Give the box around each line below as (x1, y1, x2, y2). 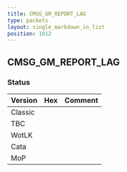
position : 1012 (7, 30, 52, 37)
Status (7, 77, 30, 87)
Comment (64, 95, 98, 105)
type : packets (7, 17, 49, 24)
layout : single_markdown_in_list (7, 23, 105, 30)
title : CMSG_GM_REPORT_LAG (7, 10, 86, 18)
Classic (11, 107, 35, 117)
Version (11, 95, 38, 105)
